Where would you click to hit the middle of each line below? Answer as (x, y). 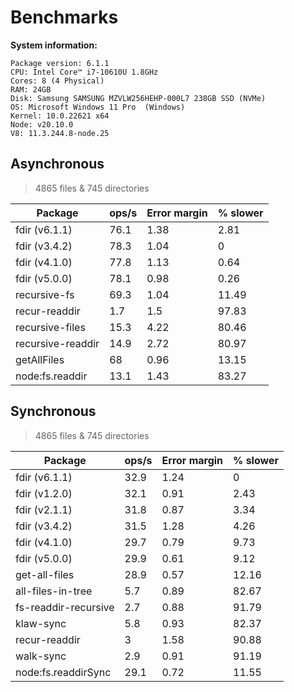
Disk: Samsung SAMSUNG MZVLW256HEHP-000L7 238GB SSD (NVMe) (138, 98)
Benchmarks (64, 17)
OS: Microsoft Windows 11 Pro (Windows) (98, 107)
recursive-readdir (57, 343)
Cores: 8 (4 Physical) (57, 81)
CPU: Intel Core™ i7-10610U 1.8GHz (84, 72)
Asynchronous (57, 164)
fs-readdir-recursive (65, 607)
